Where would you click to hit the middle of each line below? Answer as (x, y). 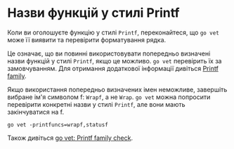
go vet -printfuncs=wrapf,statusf (58, 124)
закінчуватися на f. (36, 112)
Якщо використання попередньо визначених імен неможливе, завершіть (117, 89)
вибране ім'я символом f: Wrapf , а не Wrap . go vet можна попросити (109, 97)
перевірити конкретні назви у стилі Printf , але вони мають (96, 104)
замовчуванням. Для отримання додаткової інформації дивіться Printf (113, 68)
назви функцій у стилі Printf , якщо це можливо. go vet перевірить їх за (115, 60)
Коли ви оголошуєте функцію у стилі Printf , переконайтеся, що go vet (113, 32)
